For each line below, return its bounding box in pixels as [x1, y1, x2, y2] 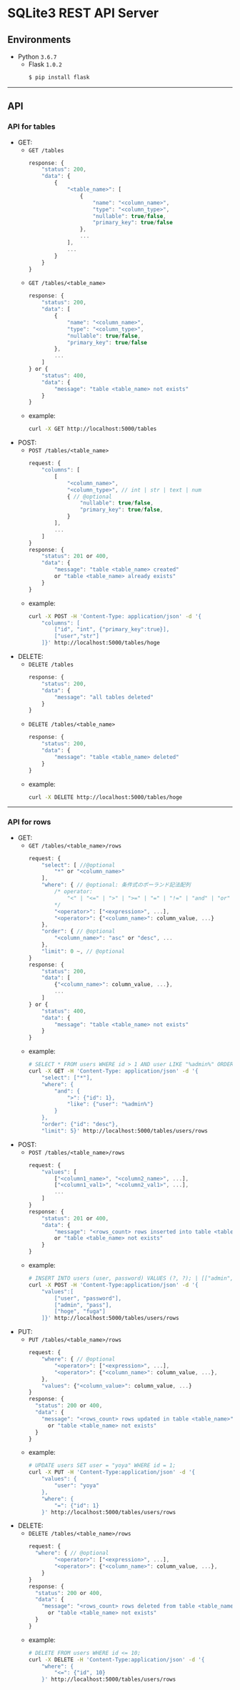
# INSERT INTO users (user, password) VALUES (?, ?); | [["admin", [28, 1275, 234, 1282]
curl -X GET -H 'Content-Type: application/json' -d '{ [28, 1068, 199, 1075]
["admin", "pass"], [54, 1301, 112, 1308]
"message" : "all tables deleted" [54, 693, 154, 701]
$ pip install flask [28, 74, 90, 81]
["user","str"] [54, 632, 100, 640]
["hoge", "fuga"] [54, 1308, 106, 1316]
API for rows [7, 817, 51, 827]
